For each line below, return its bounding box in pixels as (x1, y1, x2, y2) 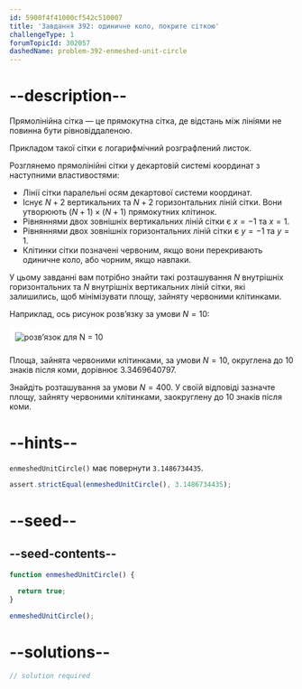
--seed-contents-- (9, 546, 117, 562)
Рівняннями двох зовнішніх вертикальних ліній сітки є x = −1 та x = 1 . (22, 216, 290, 227)
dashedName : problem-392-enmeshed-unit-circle (9, 47, 188, 56)
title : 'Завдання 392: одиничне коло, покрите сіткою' (9, 22, 220, 31)
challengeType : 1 (9, 30, 75, 39)
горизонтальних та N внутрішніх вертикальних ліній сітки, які (9, 282, 246, 293)
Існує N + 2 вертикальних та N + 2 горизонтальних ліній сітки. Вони (22, 197, 282, 208)
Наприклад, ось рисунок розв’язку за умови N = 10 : (9, 309, 210, 320)
